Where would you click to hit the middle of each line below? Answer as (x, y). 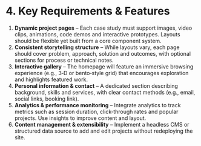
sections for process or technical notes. (64, 60)
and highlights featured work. (51, 79)
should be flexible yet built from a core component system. (88, 41)
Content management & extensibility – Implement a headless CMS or (102, 124)
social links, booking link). (47, 99)
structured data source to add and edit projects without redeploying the (104, 131)
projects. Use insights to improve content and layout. (80, 118)
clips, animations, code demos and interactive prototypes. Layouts (97, 34)
